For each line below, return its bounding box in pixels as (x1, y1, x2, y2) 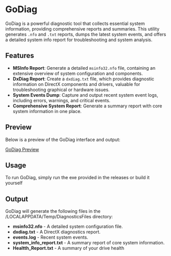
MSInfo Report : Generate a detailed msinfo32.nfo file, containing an (12, 65, 156, 71)
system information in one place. (12, 108, 82, 114)
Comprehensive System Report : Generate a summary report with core (12, 103, 162, 109)
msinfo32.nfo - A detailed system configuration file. (12, 223, 123, 230)
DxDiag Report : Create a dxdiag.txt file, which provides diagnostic (12, 75, 155, 82)
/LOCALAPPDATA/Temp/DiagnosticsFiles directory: (5, 214, 113, 220)
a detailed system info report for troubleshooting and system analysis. (5, 37, 153, 43)
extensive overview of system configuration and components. (12, 70, 143, 76)
